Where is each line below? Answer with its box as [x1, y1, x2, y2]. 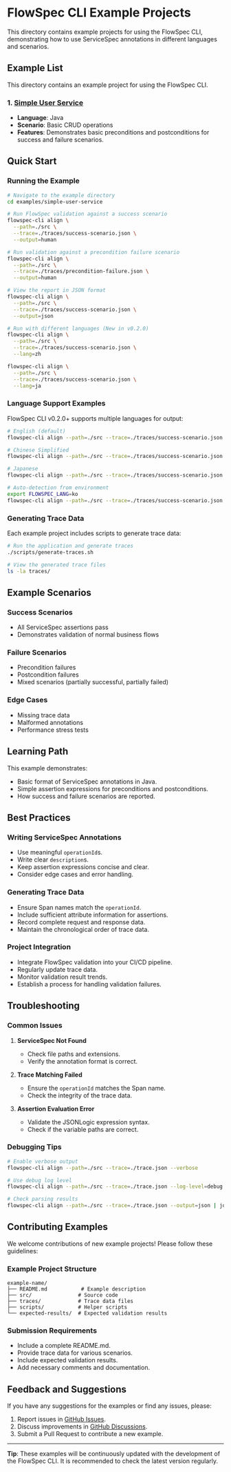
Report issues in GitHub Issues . [16, 1415, 107, 1424]
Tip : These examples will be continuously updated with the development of [7, 1450, 221, 1458]
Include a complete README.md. [16, 1342, 111, 1350]
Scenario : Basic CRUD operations [16, 121, 113, 129]
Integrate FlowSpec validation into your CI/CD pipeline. [16, 957, 173, 966]
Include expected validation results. [16, 1356, 118, 1364]
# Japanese [7, 466, 38, 473]
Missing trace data [16, 710, 70, 719]
